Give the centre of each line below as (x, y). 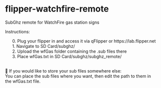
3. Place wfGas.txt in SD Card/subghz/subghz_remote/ (67, 56)
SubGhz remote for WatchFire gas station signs (52, 22)
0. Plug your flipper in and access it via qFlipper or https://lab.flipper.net (84, 41)
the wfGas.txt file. (23, 81)
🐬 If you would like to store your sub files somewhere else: (63, 71)
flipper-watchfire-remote (57, 9)
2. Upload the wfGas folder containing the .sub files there (69, 51)
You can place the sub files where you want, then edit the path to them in (78, 76)
